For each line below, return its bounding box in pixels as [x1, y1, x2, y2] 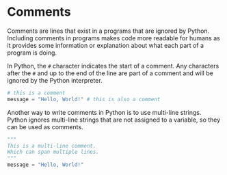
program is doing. [7, 49, 57, 57]
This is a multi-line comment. [7, 142, 96, 149]
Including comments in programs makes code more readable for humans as [7, 33, 220, 42]
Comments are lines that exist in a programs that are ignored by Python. [7, 27, 210, 35]
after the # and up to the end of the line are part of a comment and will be [7, 69, 213, 77]
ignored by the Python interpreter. [7, 76, 103, 84]
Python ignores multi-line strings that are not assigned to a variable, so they [7, 116, 221, 124]
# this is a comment [7, 90, 66, 96]
